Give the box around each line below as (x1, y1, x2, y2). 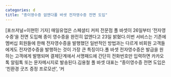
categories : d (5, 7, 36, 13)
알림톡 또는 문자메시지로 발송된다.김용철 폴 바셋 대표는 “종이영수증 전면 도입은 (10, 59, 166, 65)
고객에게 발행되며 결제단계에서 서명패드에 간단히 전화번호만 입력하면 (14, 52, 151, 59)
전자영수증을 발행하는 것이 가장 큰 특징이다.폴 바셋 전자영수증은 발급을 (18, 46, 159, 52)
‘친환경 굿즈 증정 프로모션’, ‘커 (5, 65, 65, 72)
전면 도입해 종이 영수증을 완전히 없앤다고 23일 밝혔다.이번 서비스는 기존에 (20, 33, 166, 40)
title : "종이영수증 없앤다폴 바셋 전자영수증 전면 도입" (5, 12, 108, 17)
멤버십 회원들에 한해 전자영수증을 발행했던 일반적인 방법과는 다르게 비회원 (5, 40, 152, 46)
